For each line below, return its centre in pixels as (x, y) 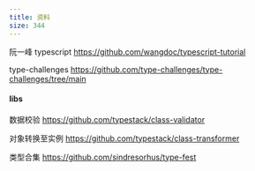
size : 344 (27, 26)
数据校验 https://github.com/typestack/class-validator (107, 119)
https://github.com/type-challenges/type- (146, 69)
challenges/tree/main (48, 78)
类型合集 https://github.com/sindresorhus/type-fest (103, 157)
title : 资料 (30, 17)
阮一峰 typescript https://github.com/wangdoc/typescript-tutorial (127, 52)
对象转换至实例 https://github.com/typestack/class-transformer (124, 138)
